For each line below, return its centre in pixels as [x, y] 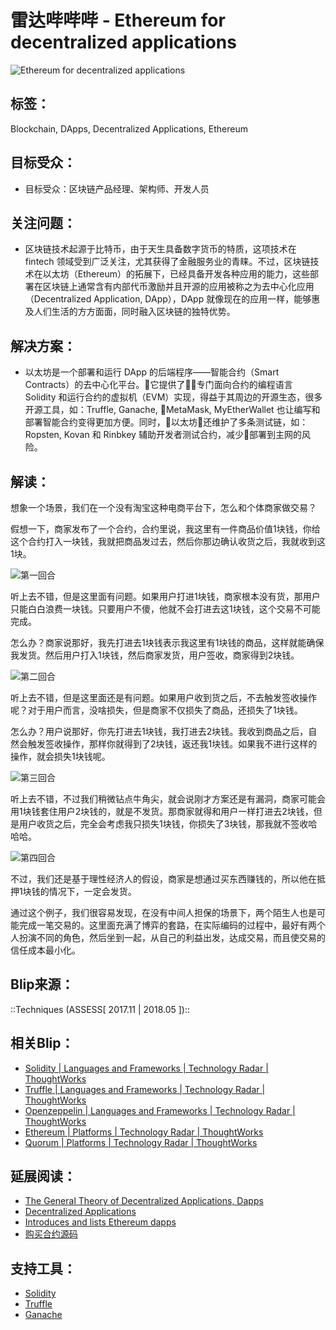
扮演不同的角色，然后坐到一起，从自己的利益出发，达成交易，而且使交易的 [172, 937]
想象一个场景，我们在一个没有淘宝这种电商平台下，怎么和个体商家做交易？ [163, 507]
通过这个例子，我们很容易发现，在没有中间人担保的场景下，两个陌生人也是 [163, 912]
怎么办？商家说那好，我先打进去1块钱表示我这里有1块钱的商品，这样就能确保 [167, 642]
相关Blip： [42, 1043]
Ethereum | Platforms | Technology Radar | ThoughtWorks [144, 1132]
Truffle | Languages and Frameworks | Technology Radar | [145, 1089]
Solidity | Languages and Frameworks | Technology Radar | [146, 1068]
